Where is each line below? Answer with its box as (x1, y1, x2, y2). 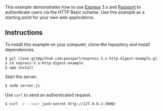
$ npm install (5, 65, 34, 70)
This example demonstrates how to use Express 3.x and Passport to (5, 4, 141, 10)
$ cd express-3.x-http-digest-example (5, 60, 83, 65)
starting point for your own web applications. (5, 15, 95, 20)
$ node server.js (5, 83, 40, 88)
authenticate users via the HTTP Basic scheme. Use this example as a (5, 9, 145, 15)
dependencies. (5, 46, 35, 53)
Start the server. (5, 74, 37, 80)
